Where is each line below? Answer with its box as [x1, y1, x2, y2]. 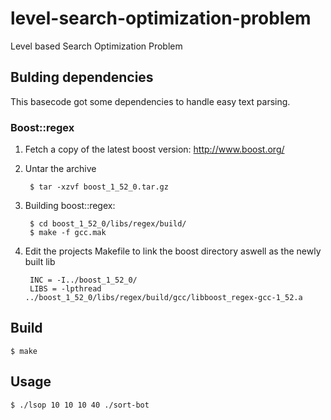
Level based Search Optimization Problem [10, 40, 183, 52]
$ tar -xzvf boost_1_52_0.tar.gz [29, 182, 169, 192]
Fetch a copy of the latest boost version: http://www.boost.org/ [24, 143, 285, 156]
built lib [24, 256, 56, 268]
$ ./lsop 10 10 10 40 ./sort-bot [10, 400, 150, 410]
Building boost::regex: [24, 200, 116, 212]
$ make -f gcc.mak [29, 228, 107, 238]
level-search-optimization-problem [10, 7, 312, 30]
